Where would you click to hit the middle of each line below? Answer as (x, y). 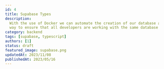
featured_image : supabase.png (36, 50)
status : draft (20, 46)
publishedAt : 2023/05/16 (30, 59)
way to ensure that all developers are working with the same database (84, 28)
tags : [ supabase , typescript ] (36, 37)
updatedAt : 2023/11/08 (28, 55)
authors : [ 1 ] (18, 41)
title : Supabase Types (28, 14)
